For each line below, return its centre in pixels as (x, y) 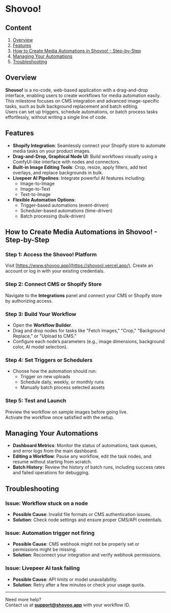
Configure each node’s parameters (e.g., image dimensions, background (89, 341)
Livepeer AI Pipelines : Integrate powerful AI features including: (79, 178)
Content (19, 28)
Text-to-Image (35, 194)
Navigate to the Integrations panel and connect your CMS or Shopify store (84, 295)
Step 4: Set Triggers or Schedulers (49, 360)
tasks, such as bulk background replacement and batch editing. (72, 106)
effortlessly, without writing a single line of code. (56, 117)
